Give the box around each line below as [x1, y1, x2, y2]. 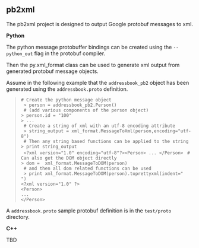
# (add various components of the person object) [23, 107, 149, 113]
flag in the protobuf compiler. [34, 50, 106, 57]
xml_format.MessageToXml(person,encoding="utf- [71, 128, 191, 134]
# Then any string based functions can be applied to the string [23, 138, 189, 144]
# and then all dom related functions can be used [23, 166, 151, 171]
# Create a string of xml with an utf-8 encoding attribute [23, 123, 176, 129]
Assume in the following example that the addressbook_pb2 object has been [6, 79, 189, 86]
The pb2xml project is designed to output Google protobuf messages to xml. [6, 20, 193, 27]
